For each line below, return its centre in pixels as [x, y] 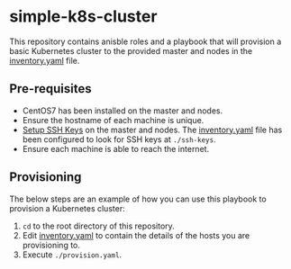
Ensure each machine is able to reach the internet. [116, 148]
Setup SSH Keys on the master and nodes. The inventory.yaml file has [152, 130]
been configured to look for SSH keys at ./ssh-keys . [119, 139]
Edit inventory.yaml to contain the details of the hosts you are [136, 235]
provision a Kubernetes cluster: [67, 208]
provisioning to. [51, 245]
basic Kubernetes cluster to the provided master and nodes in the [131, 50]
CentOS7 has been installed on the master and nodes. [123, 111]
